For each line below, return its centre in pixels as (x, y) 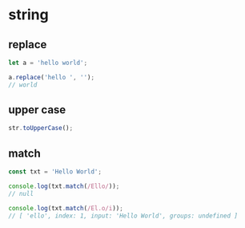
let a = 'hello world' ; (48, 63)
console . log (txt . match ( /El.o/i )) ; (66, 208)
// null (21, 193)
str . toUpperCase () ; (41, 128)
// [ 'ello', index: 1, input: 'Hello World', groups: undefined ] (123, 216)
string (29, 15)
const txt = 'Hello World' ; (55, 172)
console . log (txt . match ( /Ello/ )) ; (64, 186)
